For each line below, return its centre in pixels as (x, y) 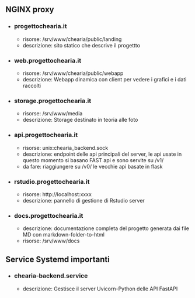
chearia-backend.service (51, 276)
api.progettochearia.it (46, 135)
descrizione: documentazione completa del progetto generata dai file (106, 228)
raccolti (32, 85)
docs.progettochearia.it (48, 215)
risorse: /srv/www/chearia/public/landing (72, 39)
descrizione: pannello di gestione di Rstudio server (84, 200)
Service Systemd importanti (58, 259)
